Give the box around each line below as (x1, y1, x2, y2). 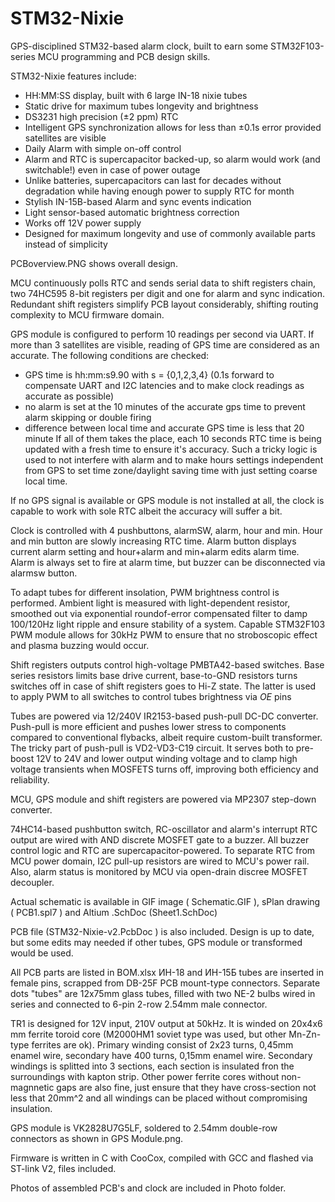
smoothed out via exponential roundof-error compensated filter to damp (10, 607, 308, 619)
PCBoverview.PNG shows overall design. (10, 257, 178, 269)
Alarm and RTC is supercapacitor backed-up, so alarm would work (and (24, 153, 321, 165)
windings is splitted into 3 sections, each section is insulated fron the (10, 1060, 295, 1072)
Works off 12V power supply (24, 217, 142, 229)
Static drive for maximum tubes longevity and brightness (24, 100, 259, 112)
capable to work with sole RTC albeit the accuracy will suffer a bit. (10, 505, 283, 517)
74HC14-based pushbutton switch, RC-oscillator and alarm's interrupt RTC (10, 823, 318, 835)
